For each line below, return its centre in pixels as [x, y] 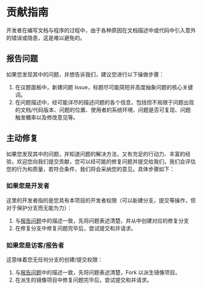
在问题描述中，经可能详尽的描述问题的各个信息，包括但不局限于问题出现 [104, 102]
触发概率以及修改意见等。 [47, 117]
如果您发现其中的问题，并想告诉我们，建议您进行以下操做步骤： [85, 74]
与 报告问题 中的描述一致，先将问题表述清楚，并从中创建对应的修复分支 [102, 220]
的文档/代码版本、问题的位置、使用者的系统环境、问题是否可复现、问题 [103, 110]
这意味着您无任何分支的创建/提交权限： [55, 259]
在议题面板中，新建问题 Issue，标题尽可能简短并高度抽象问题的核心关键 [104, 87]
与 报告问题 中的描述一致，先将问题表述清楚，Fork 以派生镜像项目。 [98, 273]
